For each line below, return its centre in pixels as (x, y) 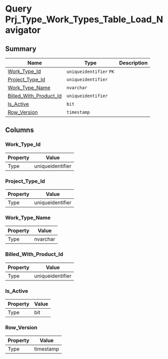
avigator (23, 30)
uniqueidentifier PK (90, 72)
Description (133, 63)
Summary (21, 49)
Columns (20, 130)
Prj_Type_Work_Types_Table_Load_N (84, 19)
